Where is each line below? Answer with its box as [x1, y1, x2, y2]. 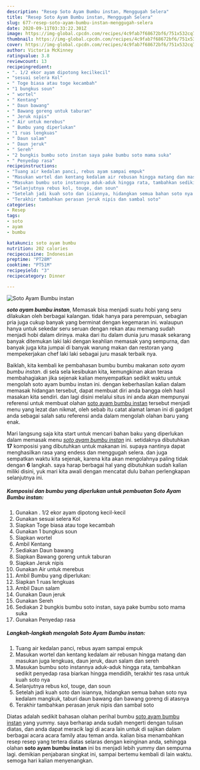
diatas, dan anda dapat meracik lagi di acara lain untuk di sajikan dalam [7, 725, 181, 733]
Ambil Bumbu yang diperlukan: [15, 572, 91, 579]
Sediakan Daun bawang [15, 546, 74, 553]
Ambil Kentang [15, 540, 52, 548]
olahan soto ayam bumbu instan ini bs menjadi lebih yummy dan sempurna [7, 744, 192, 751]
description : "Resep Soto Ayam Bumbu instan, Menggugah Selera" [7, 8, 169, 15]
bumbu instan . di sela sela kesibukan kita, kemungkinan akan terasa [7, 368, 173, 375]
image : [7, 31, 23, 37]
